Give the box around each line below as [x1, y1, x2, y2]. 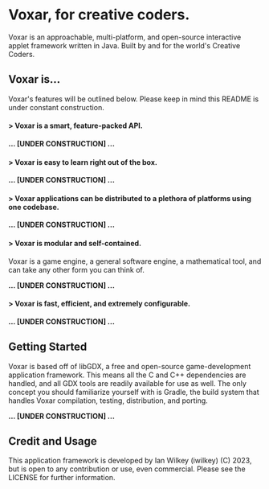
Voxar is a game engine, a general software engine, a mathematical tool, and [8, 256, 262, 266]
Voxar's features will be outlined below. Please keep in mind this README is [8, 94, 259, 104]
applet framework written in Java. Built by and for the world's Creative [8, 40, 241, 50]
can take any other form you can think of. [8, 265, 145, 274]
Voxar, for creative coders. [8, 6, 190, 24]
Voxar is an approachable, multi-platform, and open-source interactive [8, 32, 242, 42]
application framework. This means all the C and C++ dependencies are [8, 370, 247, 380]
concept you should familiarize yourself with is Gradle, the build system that [8, 387, 259, 397]
